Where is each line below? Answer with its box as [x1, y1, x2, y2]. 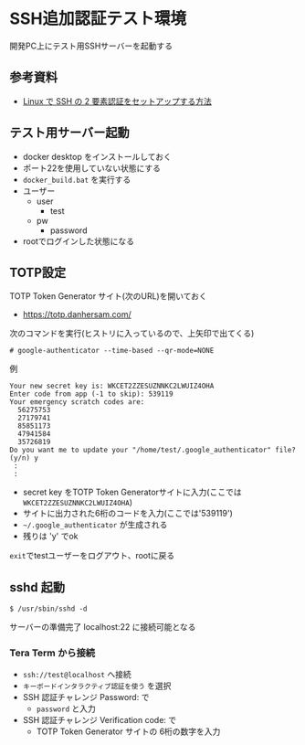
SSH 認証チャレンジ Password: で [22, 692, 150, 703]
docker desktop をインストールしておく [22, 151, 172, 162]
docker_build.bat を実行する [22, 174, 131, 185]
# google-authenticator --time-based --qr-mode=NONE [9, 346, 215, 356]
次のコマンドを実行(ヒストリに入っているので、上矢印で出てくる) [9, 328, 255, 339]
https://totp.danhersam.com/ [22, 309, 132, 320]
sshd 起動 [9, 580, 66, 595]
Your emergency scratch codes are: [9, 398, 145, 407]
